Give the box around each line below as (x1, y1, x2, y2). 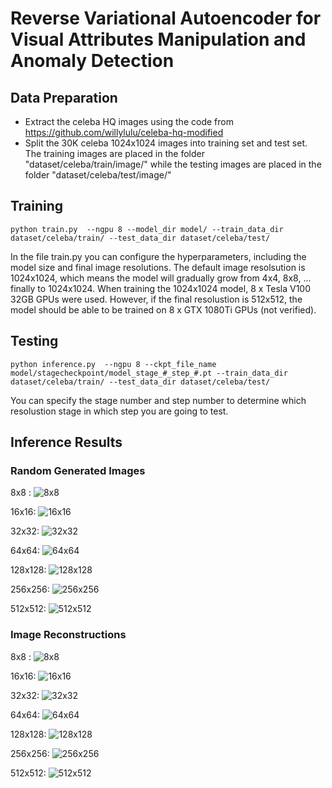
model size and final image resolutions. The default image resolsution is (10, 261, 306, 273)
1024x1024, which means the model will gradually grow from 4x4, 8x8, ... (10, 272, 312, 284)
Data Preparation (10, 89, 118, 106)
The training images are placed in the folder (24, 148, 205, 159)
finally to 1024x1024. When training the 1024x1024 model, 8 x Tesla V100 (10, 282, 312, 294)
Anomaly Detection (10, 50, 175, 72)
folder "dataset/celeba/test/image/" (24, 169, 172, 181)
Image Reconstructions (10, 628, 127, 642)
